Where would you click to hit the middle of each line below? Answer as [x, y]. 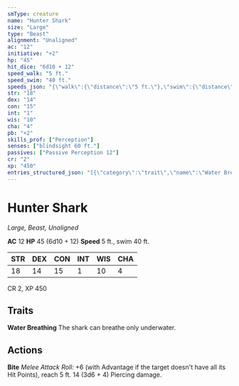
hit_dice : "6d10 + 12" [41, 67]
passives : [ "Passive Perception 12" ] [63, 153]
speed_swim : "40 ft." [39, 80]
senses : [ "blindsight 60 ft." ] [54, 146]
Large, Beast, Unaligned [43, 227]
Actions [25, 350]
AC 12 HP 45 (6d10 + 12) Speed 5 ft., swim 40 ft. [78, 241]
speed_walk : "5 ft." [38, 73]
